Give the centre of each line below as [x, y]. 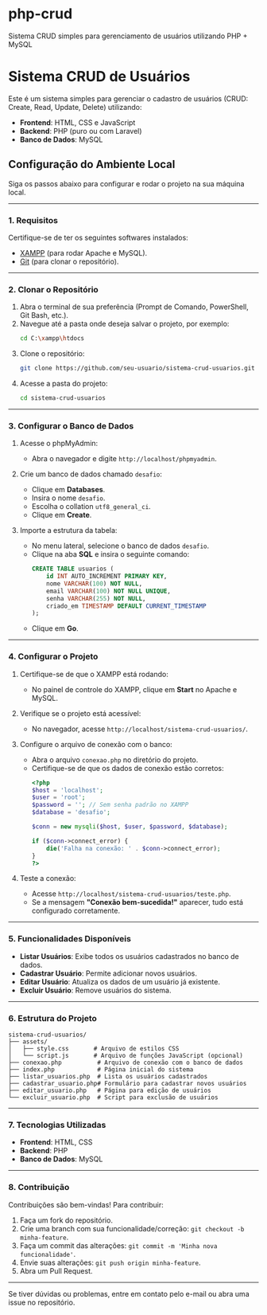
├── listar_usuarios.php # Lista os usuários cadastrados [108, 1076]
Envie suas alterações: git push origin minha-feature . [110, 1262]
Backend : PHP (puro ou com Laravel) [81, 131]
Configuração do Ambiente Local [92, 164]
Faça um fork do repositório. [66, 1220]
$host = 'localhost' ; [67, 790]
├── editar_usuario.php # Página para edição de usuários [110, 1090]
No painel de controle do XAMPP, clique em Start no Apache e [134, 689]
